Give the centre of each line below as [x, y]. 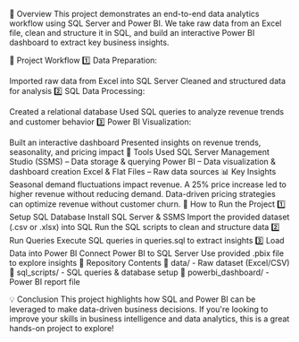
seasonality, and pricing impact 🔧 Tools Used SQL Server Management [140, 152]
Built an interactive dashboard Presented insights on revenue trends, [135, 142]
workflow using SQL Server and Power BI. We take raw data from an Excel [145, 23]
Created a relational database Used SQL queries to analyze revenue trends [147, 111]
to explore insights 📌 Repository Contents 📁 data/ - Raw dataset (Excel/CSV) [149, 263]
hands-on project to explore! [62, 328]
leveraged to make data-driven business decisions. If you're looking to [139, 309]
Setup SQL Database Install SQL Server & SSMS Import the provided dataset [149, 217]
